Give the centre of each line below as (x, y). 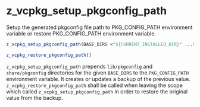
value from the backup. (35, 98)
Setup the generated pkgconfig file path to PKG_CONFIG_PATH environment (99, 27)
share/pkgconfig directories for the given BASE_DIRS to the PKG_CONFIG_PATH (98, 73)
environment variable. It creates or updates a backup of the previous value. (98, 79)
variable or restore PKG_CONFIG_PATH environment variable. (81, 33)
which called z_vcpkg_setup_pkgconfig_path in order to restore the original (97, 91)
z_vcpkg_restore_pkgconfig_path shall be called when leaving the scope (95, 85)
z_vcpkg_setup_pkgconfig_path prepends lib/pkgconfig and (79, 66)
